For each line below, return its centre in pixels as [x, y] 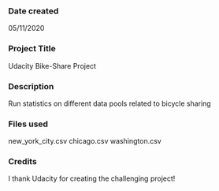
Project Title [32, 49]
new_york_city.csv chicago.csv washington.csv [85, 141]
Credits [22, 162]
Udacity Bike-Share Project [52, 66]
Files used [28, 124]
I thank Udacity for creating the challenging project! [92, 178]
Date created [33, 11]
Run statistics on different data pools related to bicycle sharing [109, 103]
